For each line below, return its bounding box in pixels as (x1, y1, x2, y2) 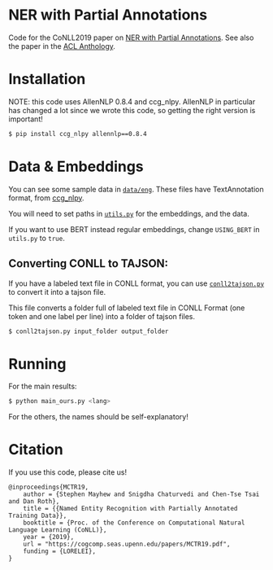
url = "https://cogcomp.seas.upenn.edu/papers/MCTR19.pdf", (23, 540, 231, 549)
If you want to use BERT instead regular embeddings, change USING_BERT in (8, 224, 260, 234)
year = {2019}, (23, 533, 75, 541)
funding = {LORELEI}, (23, 547, 96, 555)
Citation (8, 441, 63, 459)
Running (8, 354, 67, 373)
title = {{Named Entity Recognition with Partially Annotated (23, 505, 238, 513)
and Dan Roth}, (8, 498, 60, 506)
